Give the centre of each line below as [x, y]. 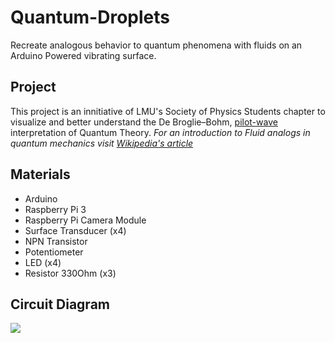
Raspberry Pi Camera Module [85, 220]
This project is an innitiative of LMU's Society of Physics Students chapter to [168, 111]
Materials [40, 174]
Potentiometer [54, 252]
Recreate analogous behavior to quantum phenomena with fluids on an [156, 45]
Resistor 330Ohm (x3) [70, 273]
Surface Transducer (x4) [75, 230]
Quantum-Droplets [90, 17]
